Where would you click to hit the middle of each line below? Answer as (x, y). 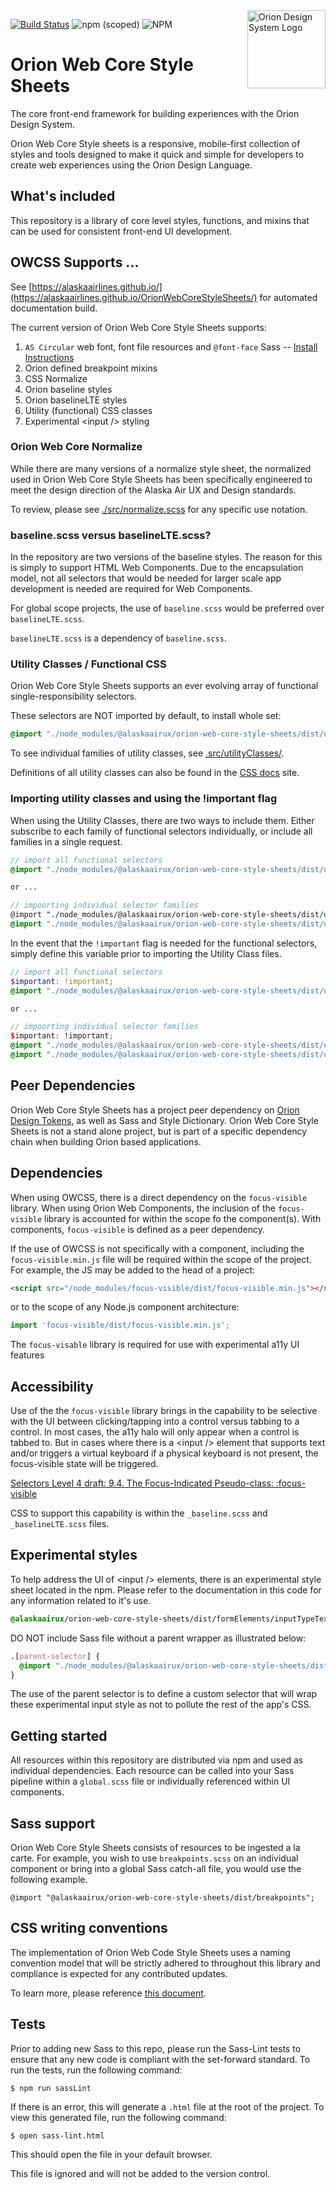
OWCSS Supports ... (75, 262)
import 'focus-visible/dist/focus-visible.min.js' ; (120, 1325)
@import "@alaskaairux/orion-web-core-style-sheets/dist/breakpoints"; (162, 1898)
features (27, 1355)
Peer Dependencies (73, 1085)
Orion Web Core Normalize (76, 447)
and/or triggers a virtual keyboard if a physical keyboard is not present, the (164, 1453)
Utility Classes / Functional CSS (88, 664)
